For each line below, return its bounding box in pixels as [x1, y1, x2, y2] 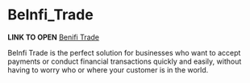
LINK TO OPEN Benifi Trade [7, 32, 100, 42]
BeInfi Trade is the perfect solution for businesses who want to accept [7, 48, 241, 57]
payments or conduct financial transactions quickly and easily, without [7, 56, 242, 66]
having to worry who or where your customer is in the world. [7, 64, 209, 74]
